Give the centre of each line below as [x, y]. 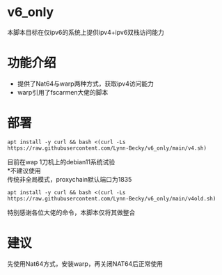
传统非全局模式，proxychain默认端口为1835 [70, 179]
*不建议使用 [24, 171]
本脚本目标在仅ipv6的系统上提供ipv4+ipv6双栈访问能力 [86, 32]
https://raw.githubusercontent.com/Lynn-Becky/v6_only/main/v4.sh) [107, 148]
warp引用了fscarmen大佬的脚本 [63, 92]
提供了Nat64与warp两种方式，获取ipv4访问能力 [86, 84]
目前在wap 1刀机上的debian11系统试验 [61, 162]
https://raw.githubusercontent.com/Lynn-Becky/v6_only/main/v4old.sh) [112, 198]
